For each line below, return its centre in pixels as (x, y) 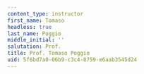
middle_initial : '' (36, 40)
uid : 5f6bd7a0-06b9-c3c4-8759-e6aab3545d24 (72, 60)
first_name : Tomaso (36, 20)
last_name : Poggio (34, 33)
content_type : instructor (45, 14)
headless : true (30, 27)
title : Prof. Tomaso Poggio (49, 54)
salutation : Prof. (34, 47)
